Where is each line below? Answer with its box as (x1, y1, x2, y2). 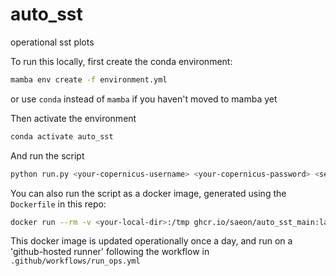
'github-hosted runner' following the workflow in (10, 246, 210, 258)
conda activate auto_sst (10, 131, 114, 142)
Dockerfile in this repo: (10, 198, 107, 210)
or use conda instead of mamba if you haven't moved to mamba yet (10, 93, 278, 105)
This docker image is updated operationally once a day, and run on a (10, 235, 293, 247)
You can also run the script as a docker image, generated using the (10, 187, 287, 199)
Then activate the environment (10, 112, 137, 124)
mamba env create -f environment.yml (10, 74, 168, 85)
